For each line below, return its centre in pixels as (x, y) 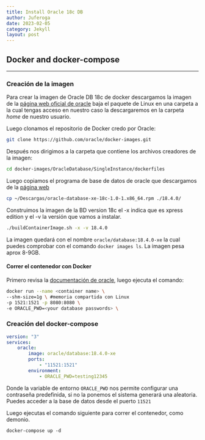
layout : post (23, 35)
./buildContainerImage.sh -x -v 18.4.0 (57, 228)
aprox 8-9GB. (23, 252)
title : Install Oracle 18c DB (45, 12)
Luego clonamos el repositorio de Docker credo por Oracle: (81, 128)
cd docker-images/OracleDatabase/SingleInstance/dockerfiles (86, 169)
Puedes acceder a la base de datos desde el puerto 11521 (79, 401)
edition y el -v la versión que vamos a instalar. (64, 216)
